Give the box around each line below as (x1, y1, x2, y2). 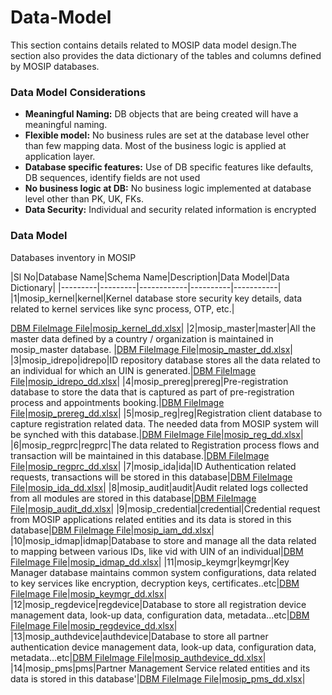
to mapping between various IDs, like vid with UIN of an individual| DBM (10, 545, 304, 557)
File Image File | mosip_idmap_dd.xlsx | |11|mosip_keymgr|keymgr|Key (10, 556, 290, 568)
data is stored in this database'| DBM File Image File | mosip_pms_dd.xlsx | (10, 672, 306, 685)
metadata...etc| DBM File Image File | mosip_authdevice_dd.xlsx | (10, 651, 267, 663)
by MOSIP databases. (10, 60, 100, 72)
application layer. (24, 151, 96, 163)
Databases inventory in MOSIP (10, 251, 137, 263)
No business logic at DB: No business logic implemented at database (24, 182, 312, 195)
